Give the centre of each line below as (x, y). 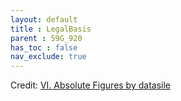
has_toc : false (44, 47)
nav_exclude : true (48, 57)
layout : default (44, 19)
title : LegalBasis (51, 29)
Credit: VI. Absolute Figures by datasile (90, 85)
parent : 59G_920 (46, 38)
